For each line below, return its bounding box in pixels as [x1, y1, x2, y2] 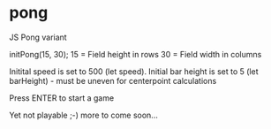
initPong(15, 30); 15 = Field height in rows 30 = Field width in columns [9, 49, 262, 59]
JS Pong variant [9, 32, 68, 42]
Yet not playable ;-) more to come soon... [9, 110, 159, 120]
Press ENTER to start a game [9, 92, 115, 103]
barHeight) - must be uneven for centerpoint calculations [9, 75, 217, 86]
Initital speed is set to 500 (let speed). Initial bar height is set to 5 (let [9, 65, 259, 77]
